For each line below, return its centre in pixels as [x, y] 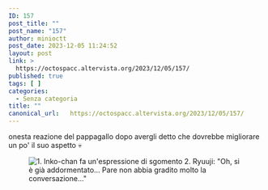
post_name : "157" [38, 31]
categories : [28, 91]
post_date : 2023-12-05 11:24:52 [63, 46]
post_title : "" [34, 23]
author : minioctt [38, 38]
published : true [36, 76]
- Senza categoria [47, 99]
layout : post [30, 53]
